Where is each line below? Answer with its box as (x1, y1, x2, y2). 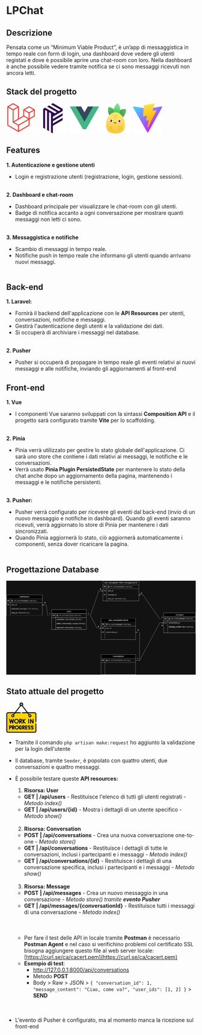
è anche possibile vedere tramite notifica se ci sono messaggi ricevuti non (6, 63, 191, 70)
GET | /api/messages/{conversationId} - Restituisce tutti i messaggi (23, 902, 195, 909)
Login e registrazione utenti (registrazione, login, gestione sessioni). (14, 173, 183, 180)
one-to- (175, 832, 195, 839)
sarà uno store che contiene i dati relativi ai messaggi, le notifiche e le (14, 453, 188, 460)
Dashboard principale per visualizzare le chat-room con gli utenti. (14, 203, 177, 210)
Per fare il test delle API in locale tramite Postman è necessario (23, 934, 180, 941)
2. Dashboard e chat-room (6, 191, 73, 198)
